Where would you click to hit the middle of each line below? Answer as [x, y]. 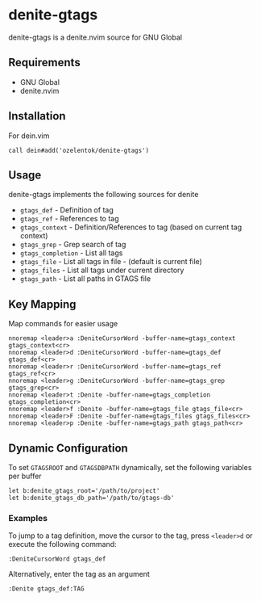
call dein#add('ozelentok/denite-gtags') [79, 150]
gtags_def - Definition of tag [67, 210]
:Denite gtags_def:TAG [46, 589]
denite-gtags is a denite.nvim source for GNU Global [95, 37]
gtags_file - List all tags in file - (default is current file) [111, 262]
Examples [28, 518]
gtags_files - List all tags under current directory [102, 270]
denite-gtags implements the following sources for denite [104, 195]
